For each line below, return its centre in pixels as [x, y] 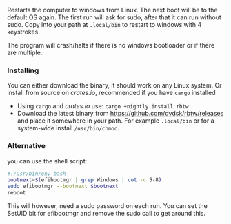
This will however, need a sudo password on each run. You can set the [108, 206]
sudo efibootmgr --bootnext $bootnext [63, 186]
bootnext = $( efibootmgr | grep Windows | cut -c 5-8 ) [84, 180]
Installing [23, 70]
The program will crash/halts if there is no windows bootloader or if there [111, 45]
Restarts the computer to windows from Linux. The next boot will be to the [112, 10]
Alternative [27, 146]
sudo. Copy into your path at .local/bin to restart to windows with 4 [104, 24]
